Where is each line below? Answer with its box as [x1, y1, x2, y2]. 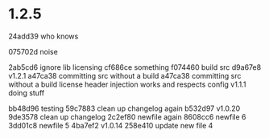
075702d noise [8, 47, 58, 56]
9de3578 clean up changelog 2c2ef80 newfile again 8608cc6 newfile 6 [8, 112, 246, 121]
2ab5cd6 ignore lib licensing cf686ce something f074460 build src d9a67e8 [8, 62, 262, 72]
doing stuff [8, 87, 45, 97]
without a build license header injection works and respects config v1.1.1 [8, 79, 246, 89]
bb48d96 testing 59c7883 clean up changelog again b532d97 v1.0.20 [8, 103, 241, 113]
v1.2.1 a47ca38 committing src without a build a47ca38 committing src [8, 71, 242, 80]
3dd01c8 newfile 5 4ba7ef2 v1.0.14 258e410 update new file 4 [8, 120, 213, 130]
